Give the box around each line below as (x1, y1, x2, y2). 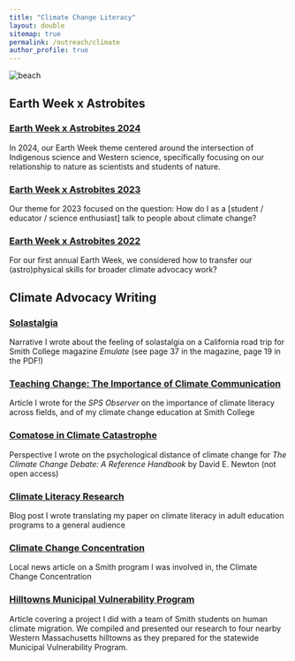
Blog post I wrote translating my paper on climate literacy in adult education (9, 510, 284, 520)
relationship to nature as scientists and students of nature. (9, 161, 221, 172)
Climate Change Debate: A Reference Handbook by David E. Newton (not (9, 458, 276, 469)
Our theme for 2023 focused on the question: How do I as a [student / (9, 204, 263, 214)
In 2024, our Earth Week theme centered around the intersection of (9, 142, 254, 153)
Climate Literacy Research (9, 490, 125, 503)
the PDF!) (9, 356, 44, 366)
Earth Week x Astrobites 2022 (9, 235, 141, 248)
